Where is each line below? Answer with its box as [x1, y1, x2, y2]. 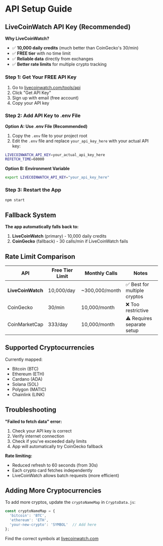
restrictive [125, 307, 149, 314]
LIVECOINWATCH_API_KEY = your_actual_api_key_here [5, 152, 105, 157]
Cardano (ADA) [12, 376, 43, 382]
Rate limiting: [5, 452, 33, 459]
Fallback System [5, 211, 57, 219]
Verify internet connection [12, 433, 65, 439]
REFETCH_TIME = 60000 [5, 157, 45, 162]
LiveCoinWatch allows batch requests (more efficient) [12, 472, 119, 478]
